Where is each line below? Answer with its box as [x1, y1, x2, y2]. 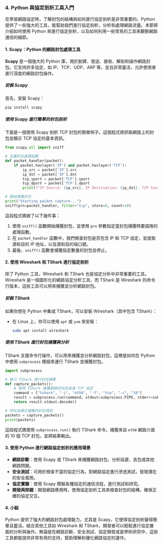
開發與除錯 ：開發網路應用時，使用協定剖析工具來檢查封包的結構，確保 [12, 487, 153, 493]
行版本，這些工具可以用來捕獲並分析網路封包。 [5, 283, 98, 289]
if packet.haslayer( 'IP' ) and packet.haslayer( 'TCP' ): [14, 163, 127, 168]
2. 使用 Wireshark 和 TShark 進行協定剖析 [5, 259, 89, 265]
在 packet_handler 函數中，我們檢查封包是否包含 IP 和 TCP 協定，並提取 [12, 235, 156, 241]
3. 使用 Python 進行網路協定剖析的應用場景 [5, 445, 91, 451]
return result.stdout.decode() [14, 399, 77, 405]
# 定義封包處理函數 [5, 154, 39, 159]
